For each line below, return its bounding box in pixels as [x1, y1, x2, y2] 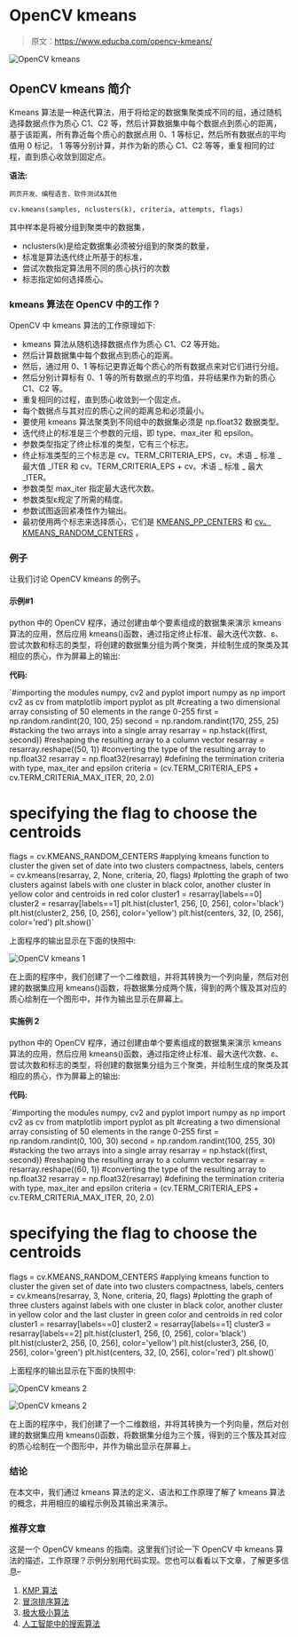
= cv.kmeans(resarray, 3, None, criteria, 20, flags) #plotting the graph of [9, 1290, 273, 1301]
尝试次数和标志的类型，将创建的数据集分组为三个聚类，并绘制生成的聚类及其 [9, 1059, 289, 1070]
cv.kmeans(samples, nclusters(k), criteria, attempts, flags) [9, 205, 244, 214]
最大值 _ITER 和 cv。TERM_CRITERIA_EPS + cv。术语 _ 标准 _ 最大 [21, 461, 264, 471]
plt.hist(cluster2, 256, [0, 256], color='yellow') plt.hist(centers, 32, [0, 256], [9, 907, 284, 919]
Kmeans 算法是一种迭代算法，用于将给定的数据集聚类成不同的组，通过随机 [9, 107, 282, 117]
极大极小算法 [21, 1608, 69, 1618]
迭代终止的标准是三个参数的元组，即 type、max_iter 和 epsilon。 [21, 428, 259, 439]
